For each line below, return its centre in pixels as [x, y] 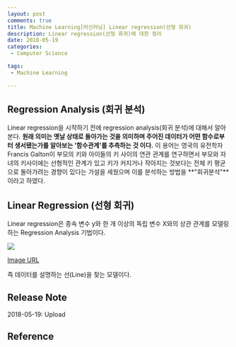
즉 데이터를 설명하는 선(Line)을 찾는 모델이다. [70, 275]
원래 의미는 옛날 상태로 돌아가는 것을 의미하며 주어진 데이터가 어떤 [112, 137]
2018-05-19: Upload [36, 314]
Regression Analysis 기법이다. [63, 233]
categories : [25, 47]
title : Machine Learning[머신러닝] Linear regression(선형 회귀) [100, 27]
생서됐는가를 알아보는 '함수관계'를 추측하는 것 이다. [84, 145]
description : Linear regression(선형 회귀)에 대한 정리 [85, 34]
